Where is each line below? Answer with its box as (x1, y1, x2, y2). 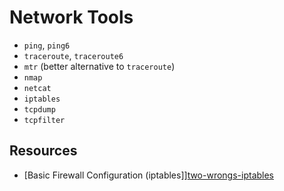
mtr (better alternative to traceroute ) (23, 60, 176, 72)
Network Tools (9, 6, 134, 29)
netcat (23, 83, 52, 93)
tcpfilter (23, 115, 66, 125)
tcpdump (23, 104, 56, 115)
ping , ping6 (23, 39, 71, 51)
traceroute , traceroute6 (23, 49, 124, 61)
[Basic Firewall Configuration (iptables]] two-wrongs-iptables (23, 169, 275, 181)
